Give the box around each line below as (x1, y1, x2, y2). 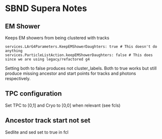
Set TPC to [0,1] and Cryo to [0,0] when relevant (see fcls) (5, 102, 121, 108)
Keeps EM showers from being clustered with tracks (5, 35, 110, 41)
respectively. (5, 76, 31, 81)
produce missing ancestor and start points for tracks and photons (5, 70, 136, 76)
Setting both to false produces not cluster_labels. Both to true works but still (5, 66, 157, 71)
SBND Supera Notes (5, 3, 87, 14)
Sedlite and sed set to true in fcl (5, 129, 69, 135)
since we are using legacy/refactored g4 (5, 57, 90, 62)
